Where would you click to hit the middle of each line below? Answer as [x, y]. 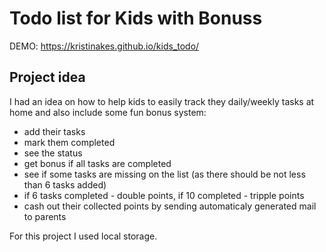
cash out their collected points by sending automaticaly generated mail [170, 206]
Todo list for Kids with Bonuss [136, 18]
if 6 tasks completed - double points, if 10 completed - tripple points [164, 195]
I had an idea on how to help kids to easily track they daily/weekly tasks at [162, 101]
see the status [53, 153]
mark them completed [69, 142]
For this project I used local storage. [83, 236]
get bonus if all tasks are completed [97, 163]
